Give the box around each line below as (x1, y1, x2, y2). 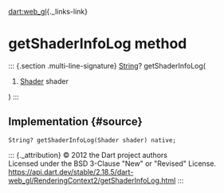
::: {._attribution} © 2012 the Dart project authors (8, 150, 167, 160)
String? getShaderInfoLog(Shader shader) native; (8, 136, 177, 144)
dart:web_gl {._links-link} (8, 7, 88, 16)
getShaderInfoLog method (8, 35, 187, 53)
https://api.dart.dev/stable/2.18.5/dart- (8, 167, 134, 176)
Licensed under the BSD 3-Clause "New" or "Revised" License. (8, 159, 217, 168)
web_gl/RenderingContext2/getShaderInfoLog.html (8, 175, 176, 185)
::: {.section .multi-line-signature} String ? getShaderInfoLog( (8, 61, 206, 70)
